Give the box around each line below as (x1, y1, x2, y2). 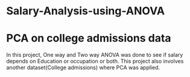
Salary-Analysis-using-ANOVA (6, 4, 165, 18)
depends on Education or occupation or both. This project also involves (6, 58, 184, 65)
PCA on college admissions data (6, 32, 171, 45)
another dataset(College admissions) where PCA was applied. (6, 64, 160, 71)
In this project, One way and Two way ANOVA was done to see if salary (6, 51, 183, 58)
